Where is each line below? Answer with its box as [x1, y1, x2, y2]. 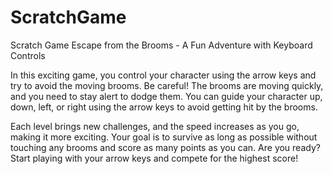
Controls [10, 49, 46, 61]
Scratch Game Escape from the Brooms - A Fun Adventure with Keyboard [10, 39, 313, 51]
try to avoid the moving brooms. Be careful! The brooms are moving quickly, [10, 79, 324, 91]
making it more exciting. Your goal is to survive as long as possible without [10, 131, 318, 143]
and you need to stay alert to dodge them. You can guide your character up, [10, 90, 323, 102]
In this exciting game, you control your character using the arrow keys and [10, 69, 317, 81]
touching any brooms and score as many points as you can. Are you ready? [10, 141, 321, 153]
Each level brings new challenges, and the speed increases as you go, [10, 120, 300, 132]
